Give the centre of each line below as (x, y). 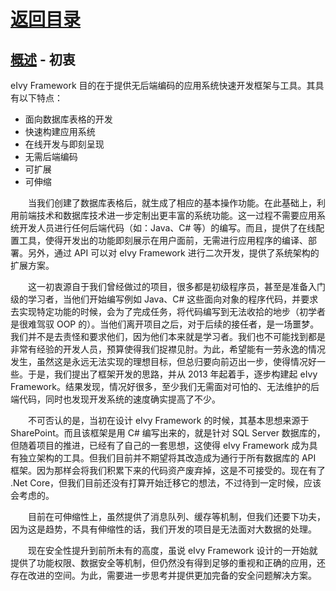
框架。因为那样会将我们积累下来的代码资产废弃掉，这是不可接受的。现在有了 (168, 470)
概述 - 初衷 (43, 59)
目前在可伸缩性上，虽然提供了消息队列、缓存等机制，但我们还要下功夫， (177, 516)
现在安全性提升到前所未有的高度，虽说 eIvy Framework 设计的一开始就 (173, 550)
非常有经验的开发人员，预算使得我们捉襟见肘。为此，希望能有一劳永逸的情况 (168, 349)
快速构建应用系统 (60, 131)
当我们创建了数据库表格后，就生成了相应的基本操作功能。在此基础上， (172, 203)
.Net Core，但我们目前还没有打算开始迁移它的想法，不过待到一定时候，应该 (166, 483)
